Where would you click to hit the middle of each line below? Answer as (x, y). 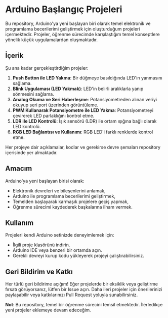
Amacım (19, 169)
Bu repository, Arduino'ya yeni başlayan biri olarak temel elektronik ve (78, 23)
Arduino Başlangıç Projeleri (64, 9)
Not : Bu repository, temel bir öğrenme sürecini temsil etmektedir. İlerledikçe (84, 305)
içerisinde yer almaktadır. (31, 152)
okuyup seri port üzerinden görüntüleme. (55, 105)
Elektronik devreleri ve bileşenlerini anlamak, (59, 191)
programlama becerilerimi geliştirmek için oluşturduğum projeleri (73, 28)
